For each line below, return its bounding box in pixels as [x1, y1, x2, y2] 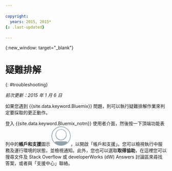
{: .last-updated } [5, 25, 45, 30]
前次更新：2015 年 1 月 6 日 [5, 92, 62, 99]
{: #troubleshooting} [5, 82, 48, 88]
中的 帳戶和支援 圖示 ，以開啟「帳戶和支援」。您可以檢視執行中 [9, 141, 158, 147]
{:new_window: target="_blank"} [5, 45, 74, 51]
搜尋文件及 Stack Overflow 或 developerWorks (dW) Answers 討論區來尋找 [5, 154, 163, 160]
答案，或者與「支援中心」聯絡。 [5, 160, 73, 166]
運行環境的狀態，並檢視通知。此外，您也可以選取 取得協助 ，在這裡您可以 [14, 147, 167, 154]
